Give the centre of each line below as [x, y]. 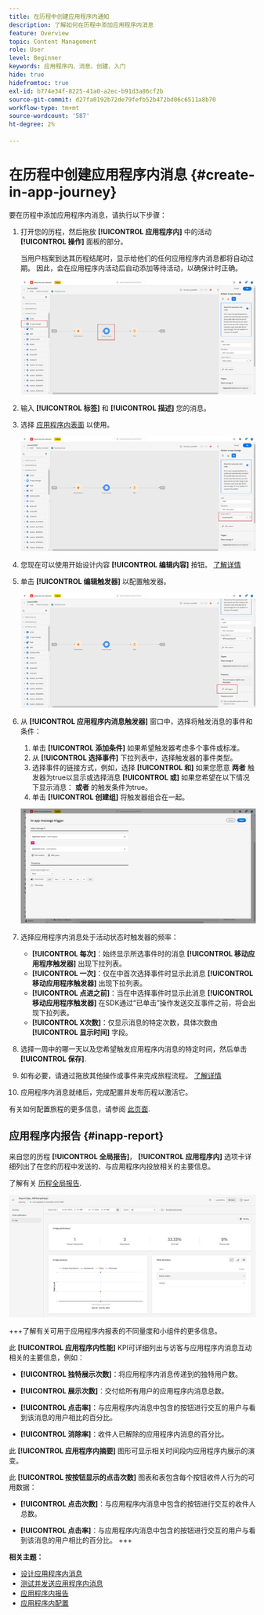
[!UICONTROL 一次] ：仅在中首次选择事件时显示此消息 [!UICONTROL [143, 973]
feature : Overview [39, 33]
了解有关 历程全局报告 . [45, 1183]
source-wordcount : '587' [49, 116]
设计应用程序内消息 [51, 1574]
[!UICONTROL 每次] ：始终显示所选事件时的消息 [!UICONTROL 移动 [140, 953]
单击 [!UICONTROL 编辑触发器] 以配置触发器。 [95, 581]
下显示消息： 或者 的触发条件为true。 [92, 787]
